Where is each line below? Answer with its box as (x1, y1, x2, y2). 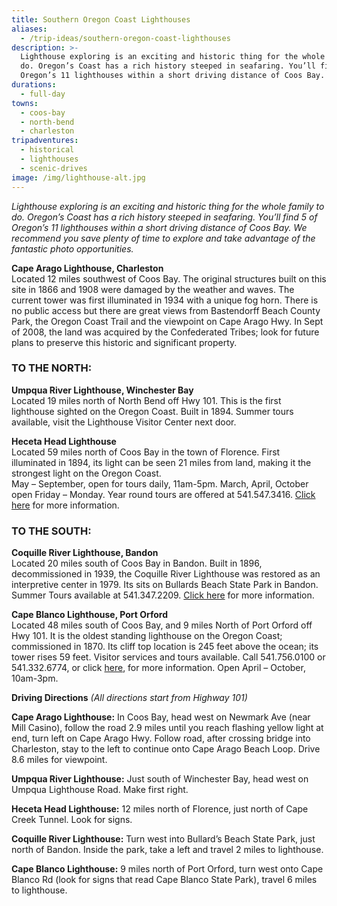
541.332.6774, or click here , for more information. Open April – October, (11, 662, 306, 674)
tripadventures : (11, 136, 79, 146)
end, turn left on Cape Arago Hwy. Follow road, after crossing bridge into (11, 732, 311, 745)
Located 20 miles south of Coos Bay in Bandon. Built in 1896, (11, 557, 263, 570)
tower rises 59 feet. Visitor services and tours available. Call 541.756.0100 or (11, 651, 326, 663)
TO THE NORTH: (11, 361, 93, 375)
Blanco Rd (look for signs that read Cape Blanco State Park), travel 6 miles (11, 874, 318, 886)
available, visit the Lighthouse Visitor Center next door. (11, 416, 237, 428)
